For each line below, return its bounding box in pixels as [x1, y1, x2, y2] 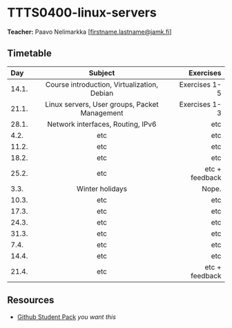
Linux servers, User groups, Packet [44, 99, 159, 109]
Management [80, 108, 124, 118]
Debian [90, 88, 114, 98]
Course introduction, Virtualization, [45, 79, 159, 89]
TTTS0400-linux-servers [7, 5, 157, 21]
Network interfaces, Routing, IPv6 [47, 119, 157, 129]
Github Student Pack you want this [17, 312, 116, 321]
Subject [88, 68, 115, 77]
